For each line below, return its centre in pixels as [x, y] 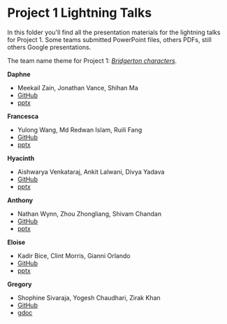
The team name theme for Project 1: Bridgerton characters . [92, 60]
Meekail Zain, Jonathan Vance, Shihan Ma [78, 87]
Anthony [20, 200]
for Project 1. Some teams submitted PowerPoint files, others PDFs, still [109, 39]
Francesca [23, 116]
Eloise [16, 242]
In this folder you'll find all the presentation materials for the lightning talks [114, 32]
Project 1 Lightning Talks [80, 13]
